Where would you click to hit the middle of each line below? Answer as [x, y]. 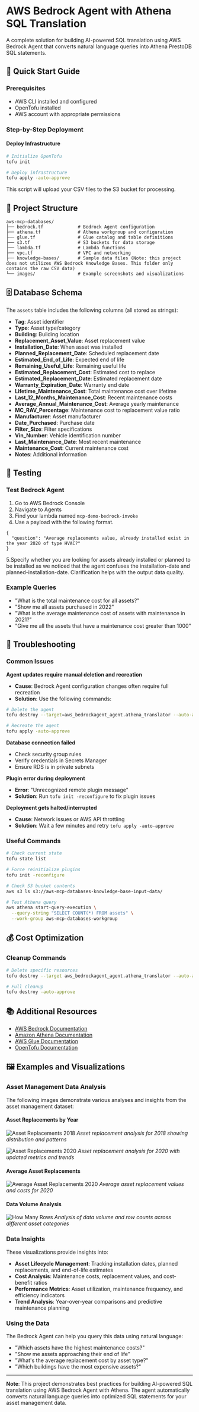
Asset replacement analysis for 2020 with [129, 1151]
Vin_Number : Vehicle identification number [68, 435]
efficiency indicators [40, 1295]
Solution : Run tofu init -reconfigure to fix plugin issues [85, 796]
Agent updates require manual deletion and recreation [74, 674]
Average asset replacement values [142, 1184]
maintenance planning [42, 1308]
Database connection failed [41, 743]
